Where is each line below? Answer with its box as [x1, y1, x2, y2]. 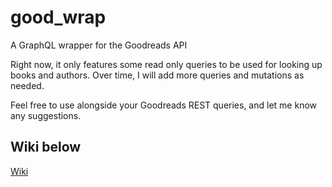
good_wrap [10, 6, 107, 29]
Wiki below [10, 139, 82, 156]
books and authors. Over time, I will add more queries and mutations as [10, 69, 305, 81]
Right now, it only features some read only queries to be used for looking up [10, 58, 323, 70]
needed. [10, 79, 45, 91]
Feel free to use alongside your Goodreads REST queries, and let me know [10, 99, 317, 111]
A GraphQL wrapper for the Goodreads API [10, 39, 188, 51]
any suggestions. [10, 109, 82, 121]
